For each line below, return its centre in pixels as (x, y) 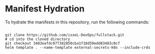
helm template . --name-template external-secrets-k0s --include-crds (78, 47)
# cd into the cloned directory (38, 39)
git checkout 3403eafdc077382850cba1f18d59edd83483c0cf (62, 43)
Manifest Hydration (45, 9)
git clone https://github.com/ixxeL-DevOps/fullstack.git (65, 35)
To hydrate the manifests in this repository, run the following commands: (77, 22)
